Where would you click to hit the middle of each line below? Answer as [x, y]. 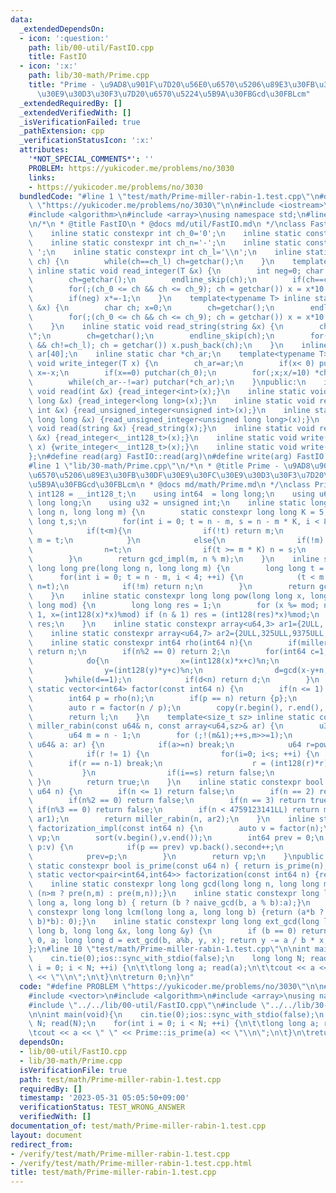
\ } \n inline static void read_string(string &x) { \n [156, 326]
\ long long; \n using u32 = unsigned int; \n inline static [167, 503]
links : [42, 177]
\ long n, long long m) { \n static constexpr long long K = [171, 512]
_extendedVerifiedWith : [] [75, 112]
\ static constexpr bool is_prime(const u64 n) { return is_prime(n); [178, 866]
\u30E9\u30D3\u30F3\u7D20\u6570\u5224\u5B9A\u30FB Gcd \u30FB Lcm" [173, 94]
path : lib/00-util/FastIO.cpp [91, 47]
